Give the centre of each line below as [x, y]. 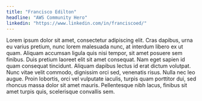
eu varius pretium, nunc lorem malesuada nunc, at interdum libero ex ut [95, 47]
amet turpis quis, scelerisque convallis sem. [61, 92]
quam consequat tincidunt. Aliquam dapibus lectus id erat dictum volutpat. [99, 66]
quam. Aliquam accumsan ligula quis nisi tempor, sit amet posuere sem [94, 53]
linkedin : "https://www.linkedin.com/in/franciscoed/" [77, 23]
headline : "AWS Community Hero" [47, 18]
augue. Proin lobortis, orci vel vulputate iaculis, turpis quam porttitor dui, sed [101, 79]
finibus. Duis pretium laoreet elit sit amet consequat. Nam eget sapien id [96, 60]
